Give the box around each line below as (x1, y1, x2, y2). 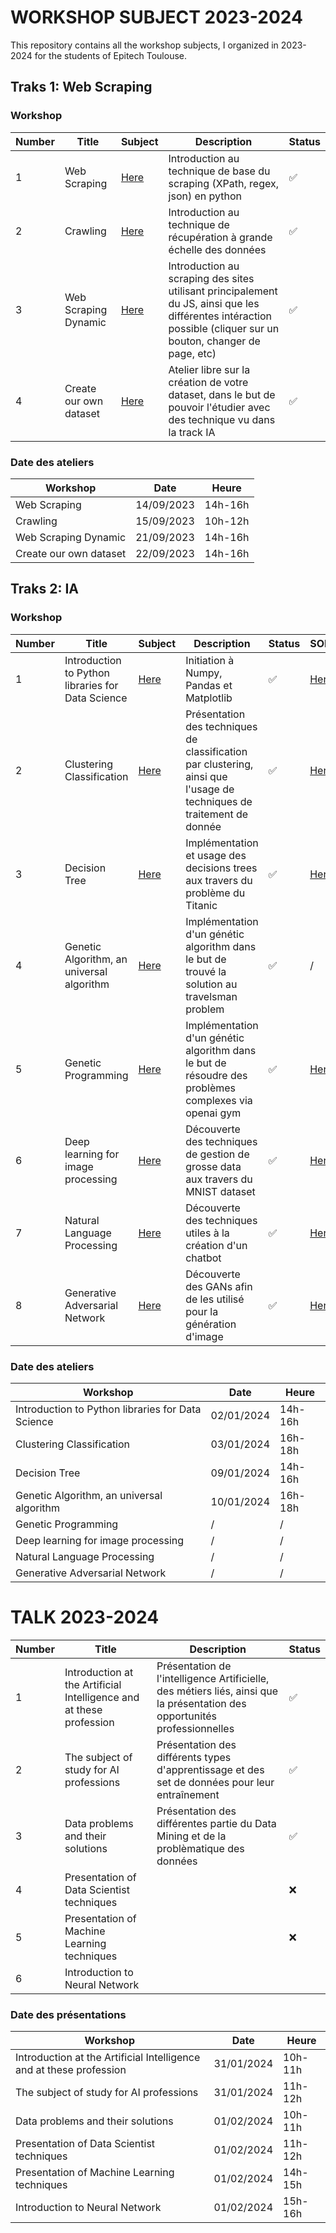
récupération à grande (168, 230, 273, 244)
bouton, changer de (168, 334, 261, 348)
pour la (185, 1304, 219, 1318)
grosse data (185, 1159, 242, 1173)
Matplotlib (185, 691, 233, 705)
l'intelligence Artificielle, (156, 1671, 270, 1685)
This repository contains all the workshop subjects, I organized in (10, 39, 279, 51)
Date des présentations (10, 2007, 127, 2021)
